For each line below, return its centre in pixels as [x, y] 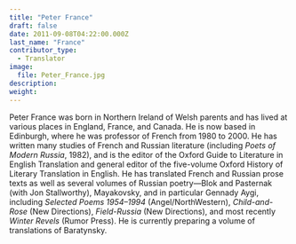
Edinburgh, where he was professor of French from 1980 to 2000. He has [143, 136]
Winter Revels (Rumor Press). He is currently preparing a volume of [132, 220]
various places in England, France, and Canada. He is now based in [132, 126]
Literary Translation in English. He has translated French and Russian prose [147, 173]
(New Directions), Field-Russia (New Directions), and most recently [153, 211]
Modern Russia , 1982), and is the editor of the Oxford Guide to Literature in [146, 154]
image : [21, 67]
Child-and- [253, 201]
